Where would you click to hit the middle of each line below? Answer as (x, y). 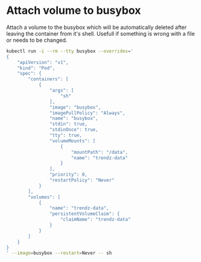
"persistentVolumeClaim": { (85, 214)
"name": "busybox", (74, 118)
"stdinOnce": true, (74, 130)
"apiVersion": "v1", (43, 62)
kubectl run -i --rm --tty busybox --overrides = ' (70, 51)
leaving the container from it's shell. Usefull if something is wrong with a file (101, 33)
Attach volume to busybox (74, 11)
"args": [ (62, 91)
